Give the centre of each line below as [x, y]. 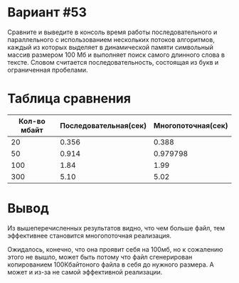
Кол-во [32, 121]
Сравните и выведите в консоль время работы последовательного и [112, 32]
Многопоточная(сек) [191, 125]
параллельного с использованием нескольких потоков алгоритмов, [111, 39]
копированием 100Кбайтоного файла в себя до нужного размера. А [111, 265]
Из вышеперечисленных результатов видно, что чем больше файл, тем [116, 228]
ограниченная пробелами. [48, 70]
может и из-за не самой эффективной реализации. [85, 272]
